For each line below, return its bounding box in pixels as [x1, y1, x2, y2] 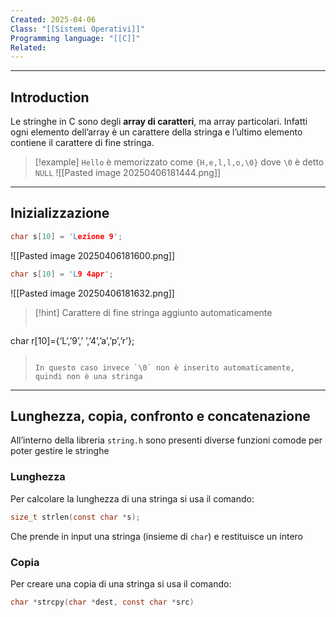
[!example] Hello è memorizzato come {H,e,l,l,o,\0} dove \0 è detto [34, 156, 325, 168]
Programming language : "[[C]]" [10, 33, 141, 43]
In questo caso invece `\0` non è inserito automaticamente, [34, 362, 296, 373]
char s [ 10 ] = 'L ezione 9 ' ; [10, 231, 123, 241]
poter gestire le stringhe [10, 445, 110, 457]
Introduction [10, 89, 90, 106]
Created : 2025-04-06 [10, 14, 97, 25]
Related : [10, 42, 47, 53]
